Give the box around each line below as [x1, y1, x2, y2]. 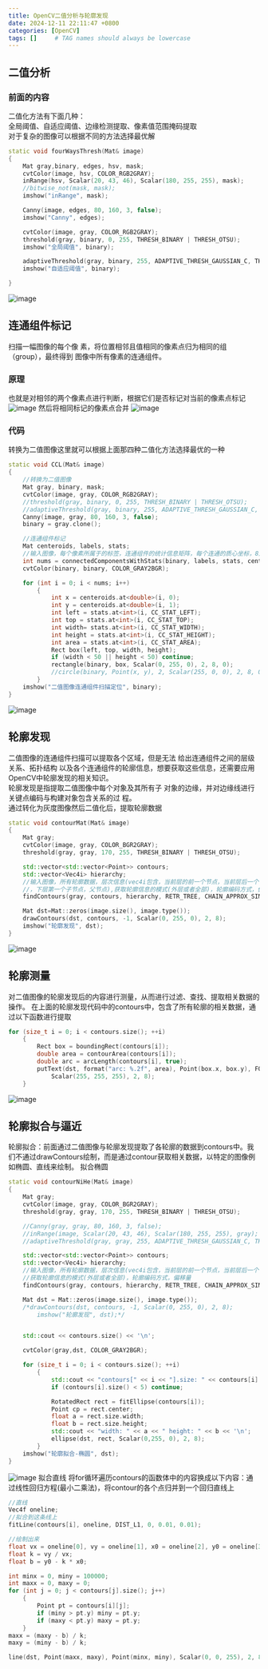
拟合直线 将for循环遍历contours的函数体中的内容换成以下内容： [38, 1472, 247, 1482]
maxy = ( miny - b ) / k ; [8, 1639, 88, 1647]
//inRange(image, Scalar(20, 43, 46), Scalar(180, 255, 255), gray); [22, 1229, 259, 1238]
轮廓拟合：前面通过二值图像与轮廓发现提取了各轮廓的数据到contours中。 [8, 1142, 247, 1152]
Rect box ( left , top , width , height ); [50, 645, 177, 654]
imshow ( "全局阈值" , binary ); [22, 243, 115, 251]
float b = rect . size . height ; [50, 1420, 148, 1428]
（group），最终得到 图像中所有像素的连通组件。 [8, 351, 166, 361]
